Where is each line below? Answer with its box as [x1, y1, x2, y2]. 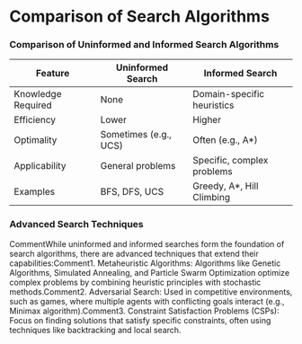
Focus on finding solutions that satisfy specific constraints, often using [9, 314, 271, 325]
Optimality [13, 134, 58, 146]
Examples [13, 186, 56, 198]
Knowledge [13, 88, 62, 101]
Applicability [13, 160, 67, 172]
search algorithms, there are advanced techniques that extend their [9, 248, 259, 259]
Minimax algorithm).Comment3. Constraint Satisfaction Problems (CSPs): [9, 305, 280, 316]
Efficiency [13, 114, 57, 127]
